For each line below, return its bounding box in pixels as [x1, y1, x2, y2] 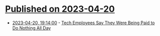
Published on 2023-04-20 [5, 3, 115, 15]
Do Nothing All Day [12, 25, 51, 31]
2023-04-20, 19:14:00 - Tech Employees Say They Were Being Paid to [12, 20, 155, 26]
